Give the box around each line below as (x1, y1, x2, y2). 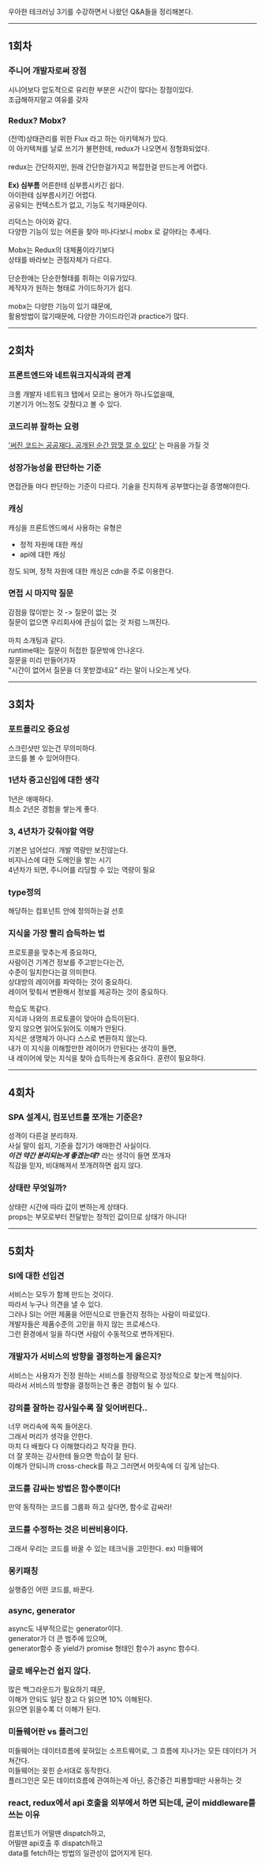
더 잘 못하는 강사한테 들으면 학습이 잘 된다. (8, 1451, 139, 1461)
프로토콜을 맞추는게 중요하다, (8, 948, 97, 957)
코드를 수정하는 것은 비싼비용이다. (8, 1524, 129, 1535)
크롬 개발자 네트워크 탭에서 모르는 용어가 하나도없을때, (8, 389, 175, 399)
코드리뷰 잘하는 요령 (8, 421, 80, 432)
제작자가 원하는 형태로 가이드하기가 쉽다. (8, 283, 132, 293)
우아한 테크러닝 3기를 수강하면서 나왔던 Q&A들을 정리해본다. (8, 7, 193, 16)
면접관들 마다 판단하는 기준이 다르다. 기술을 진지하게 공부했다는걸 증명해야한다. (8, 482, 251, 491)
